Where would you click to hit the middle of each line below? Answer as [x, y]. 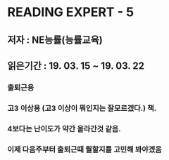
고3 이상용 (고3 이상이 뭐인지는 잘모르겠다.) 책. [82, 108]
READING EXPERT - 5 [71, 12]
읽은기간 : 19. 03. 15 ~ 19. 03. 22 [76, 66]
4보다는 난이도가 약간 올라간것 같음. [64, 128]
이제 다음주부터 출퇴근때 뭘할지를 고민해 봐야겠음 [84, 149]
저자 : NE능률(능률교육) [55, 40]
